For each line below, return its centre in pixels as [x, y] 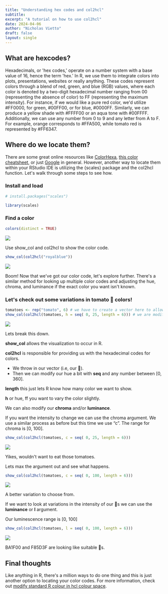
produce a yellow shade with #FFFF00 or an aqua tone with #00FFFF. [77, 113]
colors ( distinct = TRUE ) [31, 228]
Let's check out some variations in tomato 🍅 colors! [69, 299]
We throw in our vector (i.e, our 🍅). [48, 368]
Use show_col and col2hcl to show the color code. [57, 248]
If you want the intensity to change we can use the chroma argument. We [81, 418]
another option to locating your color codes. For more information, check [80, 581]
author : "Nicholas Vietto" [33, 29]
